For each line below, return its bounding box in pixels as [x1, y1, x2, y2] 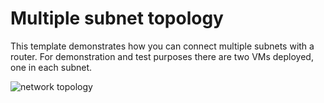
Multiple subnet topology [10, 7, 224, 30]
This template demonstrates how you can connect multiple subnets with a [10, 40, 315, 52]
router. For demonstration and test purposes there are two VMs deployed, [10, 50, 314, 62]
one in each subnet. [10, 61, 93, 73]
